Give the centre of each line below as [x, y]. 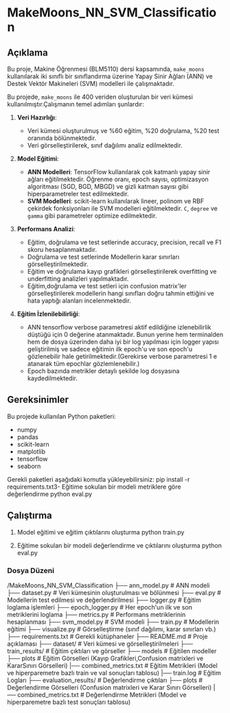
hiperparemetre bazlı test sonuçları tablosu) [69, 702]
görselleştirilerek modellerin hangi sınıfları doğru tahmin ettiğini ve [120, 293]
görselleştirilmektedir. [58, 264]
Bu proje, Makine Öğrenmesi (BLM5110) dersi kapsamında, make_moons [106, 69]
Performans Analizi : [46, 229]
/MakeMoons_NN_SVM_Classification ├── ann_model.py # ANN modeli [108, 585]
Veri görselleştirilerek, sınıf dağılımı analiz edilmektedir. [105, 145]
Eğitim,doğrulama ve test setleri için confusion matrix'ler [107, 286]
